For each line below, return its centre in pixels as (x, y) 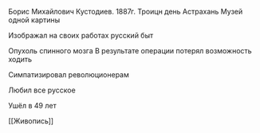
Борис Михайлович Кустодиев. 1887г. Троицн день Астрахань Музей (126, 12)
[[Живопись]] (31, 121)
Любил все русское (42, 90)
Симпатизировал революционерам (69, 74)
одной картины (34, 20)
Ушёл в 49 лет (33, 106)
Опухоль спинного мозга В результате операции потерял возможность (130, 51)
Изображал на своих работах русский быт (81, 35)
